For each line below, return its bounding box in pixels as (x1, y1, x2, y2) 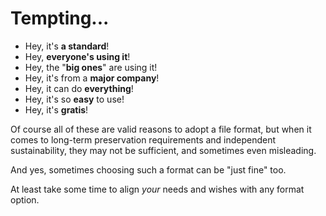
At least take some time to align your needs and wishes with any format (10, 183, 305, 195)
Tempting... (10, 7, 110, 30)
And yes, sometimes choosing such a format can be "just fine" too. (10, 163, 287, 176)
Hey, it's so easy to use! (24, 93, 125, 105)
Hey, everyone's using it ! (24, 50, 131, 62)
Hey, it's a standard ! (24, 40, 110, 52)
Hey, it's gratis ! (24, 103, 89, 116)
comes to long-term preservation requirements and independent (10, 133, 277, 146)
